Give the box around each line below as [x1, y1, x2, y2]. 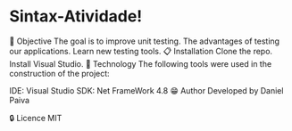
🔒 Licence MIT [9, 112, 63, 123]
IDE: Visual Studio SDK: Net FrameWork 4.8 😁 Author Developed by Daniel [9, 85, 284, 95]
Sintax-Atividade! [9, 6, 143, 27]
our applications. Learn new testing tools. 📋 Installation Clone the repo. [9, 45, 273, 56]
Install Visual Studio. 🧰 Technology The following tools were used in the [9, 58, 272, 69]
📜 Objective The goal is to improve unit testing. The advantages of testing [9, 36, 279, 46]
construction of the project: [9, 68, 110, 78]
